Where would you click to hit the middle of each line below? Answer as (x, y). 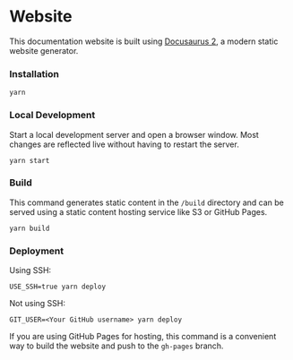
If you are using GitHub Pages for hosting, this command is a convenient (143, 337)
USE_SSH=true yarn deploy (57, 287)
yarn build (30, 228)
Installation (34, 73)
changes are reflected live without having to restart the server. (124, 144)
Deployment (37, 251)
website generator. (44, 50)
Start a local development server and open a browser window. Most (134, 134)
